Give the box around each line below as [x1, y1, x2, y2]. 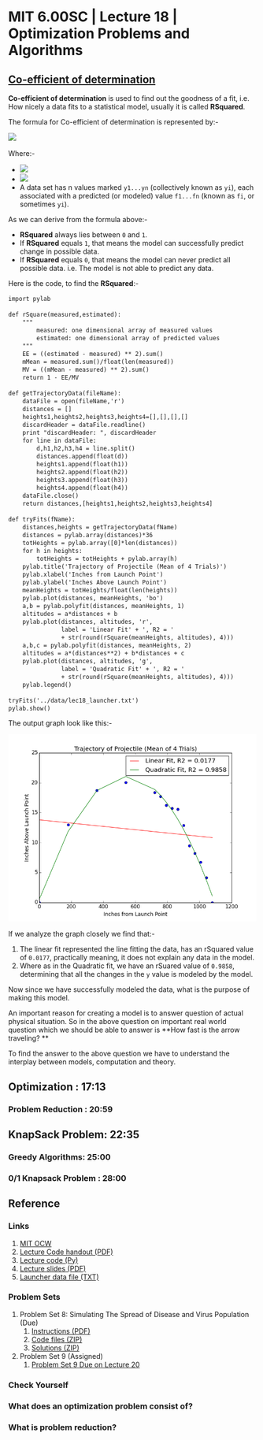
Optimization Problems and [8, 24, 191, 43]
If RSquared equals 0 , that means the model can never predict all [19, 255, 231, 264]
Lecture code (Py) [19, 1255, 79, 1264]
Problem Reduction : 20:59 [8, 1104, 113, 1115]
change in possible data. [19, 247, 100, 256]
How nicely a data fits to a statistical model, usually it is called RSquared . [8, 102, 246, 111]
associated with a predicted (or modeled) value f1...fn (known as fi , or [19, 191, 255, 200]
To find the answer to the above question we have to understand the [8, 1048, 230, 1059]
